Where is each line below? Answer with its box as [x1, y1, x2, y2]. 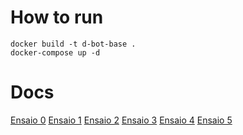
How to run [10, 6, 104, 29]
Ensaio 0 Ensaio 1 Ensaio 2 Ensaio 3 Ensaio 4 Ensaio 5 [10, 114, 233, 126]
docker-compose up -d [10, 47, 101, 58]
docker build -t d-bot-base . [10, 39, 137, 49]
